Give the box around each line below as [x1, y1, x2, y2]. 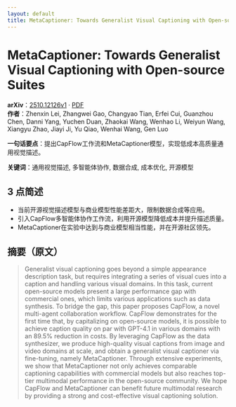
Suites [7, 76, 46, 93]
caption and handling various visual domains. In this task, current [24, 280, 213, 288]
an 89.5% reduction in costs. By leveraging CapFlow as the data [24, 332, 211, 340]
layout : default [7, 10, 55, 18]
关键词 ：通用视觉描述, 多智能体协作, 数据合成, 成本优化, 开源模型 [7, 163, 194, 172]
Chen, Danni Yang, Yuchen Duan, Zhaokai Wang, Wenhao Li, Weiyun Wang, [7, 117, 226, 126]
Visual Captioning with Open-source [7, 62, 225, 78]
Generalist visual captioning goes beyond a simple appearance [24, 265, 207, 274]
